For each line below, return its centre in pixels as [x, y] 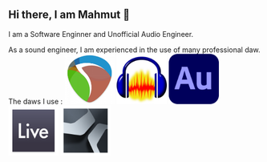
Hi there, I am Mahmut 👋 [69, 15]
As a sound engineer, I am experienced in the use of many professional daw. [134, 50]
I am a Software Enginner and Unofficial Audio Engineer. [101, 34]
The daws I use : [36, 101]
